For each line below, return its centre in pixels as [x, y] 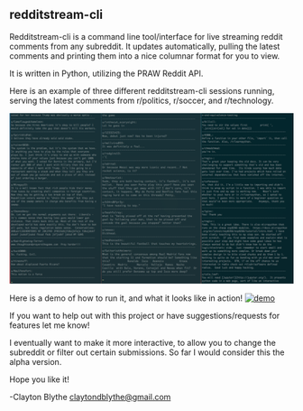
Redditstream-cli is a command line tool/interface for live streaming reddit [146, 36]
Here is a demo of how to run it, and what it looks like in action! [126, 298]
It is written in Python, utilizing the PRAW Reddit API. [106, 73]
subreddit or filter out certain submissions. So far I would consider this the [147, 352]
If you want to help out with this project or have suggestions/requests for [145, 316]
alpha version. [36, 362]
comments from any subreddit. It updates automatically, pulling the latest [145, 46]
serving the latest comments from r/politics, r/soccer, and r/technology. [142, 100]
